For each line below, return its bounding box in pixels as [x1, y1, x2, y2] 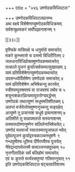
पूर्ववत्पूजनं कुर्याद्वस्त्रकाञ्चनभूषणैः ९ [5, 133, 60, 138]
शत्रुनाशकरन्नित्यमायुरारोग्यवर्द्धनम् [5, 93, 56, 99]
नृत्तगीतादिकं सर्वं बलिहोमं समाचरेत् [5, 150, 59, 156]
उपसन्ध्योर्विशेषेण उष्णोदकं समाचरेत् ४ [5, 75, 64, 81]
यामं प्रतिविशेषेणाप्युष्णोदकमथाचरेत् [5, 70, 58, 76]
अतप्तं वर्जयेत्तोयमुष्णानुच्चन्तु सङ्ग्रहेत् [5, 104, 63, 110]
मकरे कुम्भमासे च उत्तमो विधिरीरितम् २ [5, 52, 65, 59]
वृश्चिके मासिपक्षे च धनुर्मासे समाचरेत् [5, 47, 62, 53]
